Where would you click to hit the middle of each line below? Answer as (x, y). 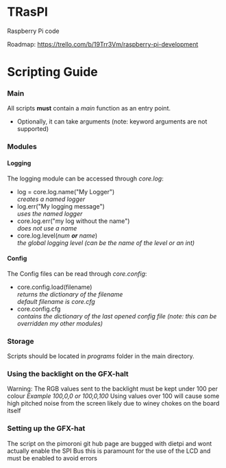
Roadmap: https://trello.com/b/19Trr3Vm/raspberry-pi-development (103, 44)
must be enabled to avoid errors (52, 458)
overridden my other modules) (60, 323)
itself (14, 411)
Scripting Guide (52, 72)
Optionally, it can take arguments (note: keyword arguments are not (112, 121)
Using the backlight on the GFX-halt (68, 373)
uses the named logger (50, 213)
